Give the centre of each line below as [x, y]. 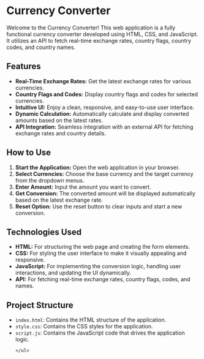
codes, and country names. [41, 47]
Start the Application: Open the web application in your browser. [97, 167]
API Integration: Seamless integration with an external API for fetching [104, 127]
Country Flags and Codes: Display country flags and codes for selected [106, 94]
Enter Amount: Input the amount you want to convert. [83, 187]
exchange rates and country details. [61, 133]
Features [24, 66]
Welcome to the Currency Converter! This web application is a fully [91, 28]
